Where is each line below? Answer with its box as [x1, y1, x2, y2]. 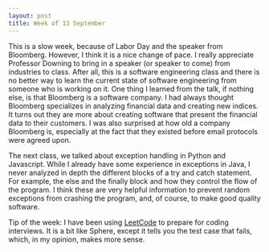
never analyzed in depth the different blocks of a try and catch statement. [8, 168, 252, 177]
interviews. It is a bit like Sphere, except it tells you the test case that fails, [8, 226, 253, 235]
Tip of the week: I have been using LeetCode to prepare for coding [8, 217, 229, 227]
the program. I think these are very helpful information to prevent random [8, 185, 251, 194]
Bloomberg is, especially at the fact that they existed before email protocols [8, 126, 259, 136]
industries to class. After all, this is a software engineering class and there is [8, 67, 260, 76]
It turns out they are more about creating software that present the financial [8, 109, 259, 119]
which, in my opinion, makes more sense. [8, 234, 145, 244]
